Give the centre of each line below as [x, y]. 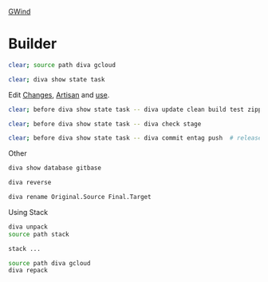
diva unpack [28, 227]
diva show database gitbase [55, 168]
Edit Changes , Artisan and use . [59, 94]
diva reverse [30, 183]
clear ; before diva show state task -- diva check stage [105, 124]
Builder [33, 44]
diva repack [28, 271]
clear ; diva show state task [57, 79]
